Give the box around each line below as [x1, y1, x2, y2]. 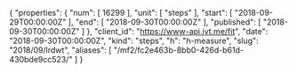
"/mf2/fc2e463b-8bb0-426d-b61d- [113, 45, 245, 55]
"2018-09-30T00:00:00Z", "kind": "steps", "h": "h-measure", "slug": [9, 35, 260, 46]
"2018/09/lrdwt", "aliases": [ [9, 45, 112, 55]
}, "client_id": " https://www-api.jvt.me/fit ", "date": [86, 26, 269, 36]
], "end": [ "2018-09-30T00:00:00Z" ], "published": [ [68, 17, 261, 27]
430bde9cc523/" [9, 55, 73, 64]
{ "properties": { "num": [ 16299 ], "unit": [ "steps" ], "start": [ [9, 8, 233, 18]
